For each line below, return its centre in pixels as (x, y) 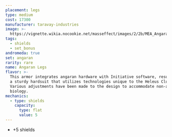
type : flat (30, 110)
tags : (11, 39)
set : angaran (19, 58)
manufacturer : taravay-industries (42, 24)
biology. (19, 91)
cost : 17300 (18, 19)
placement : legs (23, 10)
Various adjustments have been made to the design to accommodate (82, 86)
